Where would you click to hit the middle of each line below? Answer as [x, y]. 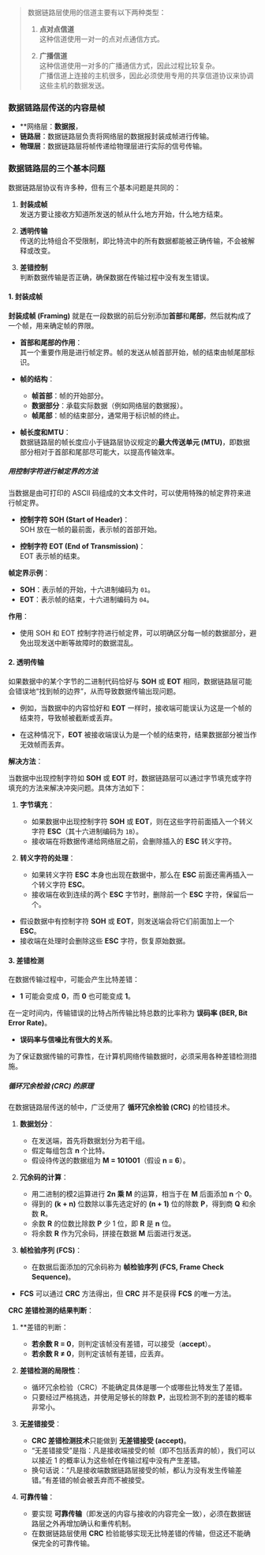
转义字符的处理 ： [47, 858]
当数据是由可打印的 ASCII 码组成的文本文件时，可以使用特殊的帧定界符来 [126, 493]
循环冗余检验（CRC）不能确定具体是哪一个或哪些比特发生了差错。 [139, 1388]
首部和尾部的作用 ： [51, 342]
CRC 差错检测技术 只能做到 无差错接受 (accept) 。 [111, 1441]
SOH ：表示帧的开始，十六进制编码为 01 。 [87, 589]
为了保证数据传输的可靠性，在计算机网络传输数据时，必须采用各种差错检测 [129, 1056]
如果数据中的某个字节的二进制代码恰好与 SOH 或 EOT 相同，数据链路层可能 [130, 681]
